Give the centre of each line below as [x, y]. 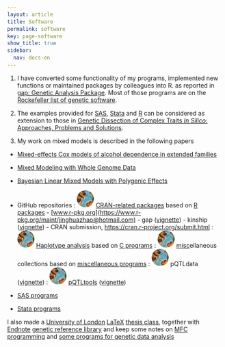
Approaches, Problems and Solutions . [70, 127]
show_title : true [32, 43]
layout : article [30, 14]
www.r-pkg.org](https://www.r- [97, 212]
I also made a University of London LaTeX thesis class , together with [103, 322]
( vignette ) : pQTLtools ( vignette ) [71, 282]
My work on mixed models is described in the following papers [105, 141]
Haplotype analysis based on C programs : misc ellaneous [127, 245]
